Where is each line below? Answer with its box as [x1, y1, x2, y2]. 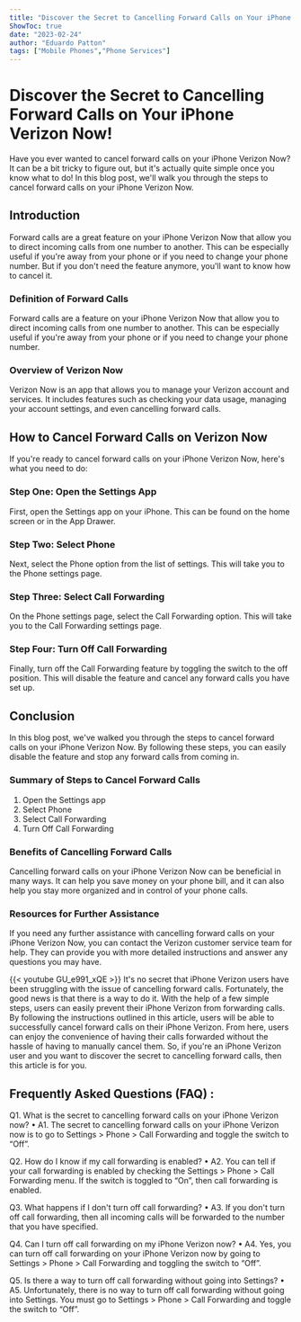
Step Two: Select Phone [9, 538, 116, 550]
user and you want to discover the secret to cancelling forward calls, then [9, 1050, 282, 1061]
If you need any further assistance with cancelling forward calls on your [9, 928, 276, 939]
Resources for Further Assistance [9, 907, 160, 920]
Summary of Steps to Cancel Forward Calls [9, 774, 200, 787]
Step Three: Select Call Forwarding [9, 590, 164, 603]
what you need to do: [9, 463, 88, 474]
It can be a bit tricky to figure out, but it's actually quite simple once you [9, 163, 276, 174]
